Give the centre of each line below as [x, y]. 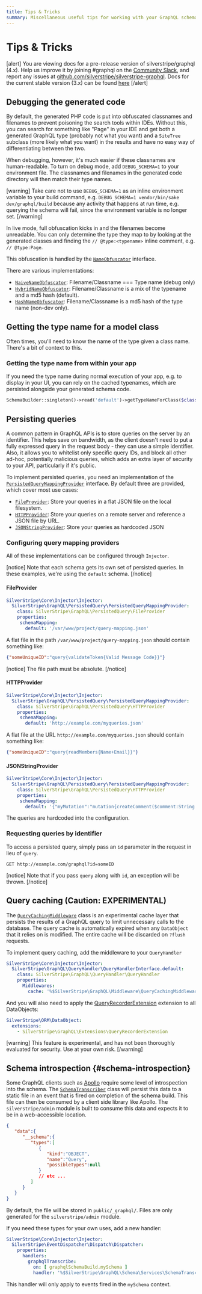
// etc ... [52, 1176]
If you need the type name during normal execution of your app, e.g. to [94, 376]
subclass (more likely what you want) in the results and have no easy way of [101, 142]
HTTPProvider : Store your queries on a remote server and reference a [100, 515]
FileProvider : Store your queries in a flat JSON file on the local [93, 502]
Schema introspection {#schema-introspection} [99, 1068]
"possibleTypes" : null [74, 1165]
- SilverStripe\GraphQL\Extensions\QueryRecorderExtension [93, 1032]
